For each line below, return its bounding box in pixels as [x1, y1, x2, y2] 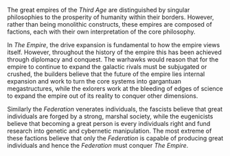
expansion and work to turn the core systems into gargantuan [7, 77, 182, 85]
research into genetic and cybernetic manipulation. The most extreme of [7, 127, 212, 135]
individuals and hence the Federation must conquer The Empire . [7, 142, 189, 149]
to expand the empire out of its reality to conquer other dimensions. [7, 92, 198, 100]
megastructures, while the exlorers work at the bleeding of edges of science [7, 85, 223, 92]
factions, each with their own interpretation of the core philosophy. [7, 27, 196, 36]
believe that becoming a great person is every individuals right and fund [7, 120, 211, 127]
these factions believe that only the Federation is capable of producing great [7, 134, 224, 142]
